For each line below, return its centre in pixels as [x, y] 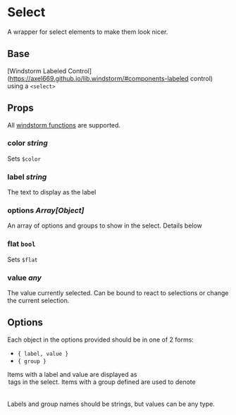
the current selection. [38, 301]
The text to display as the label [52, 192]
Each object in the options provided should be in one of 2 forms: [100, 340]
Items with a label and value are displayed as [72, 374]
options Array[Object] [46, 211]
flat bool [21, 244]
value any [25, 278]
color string [27, 143]
